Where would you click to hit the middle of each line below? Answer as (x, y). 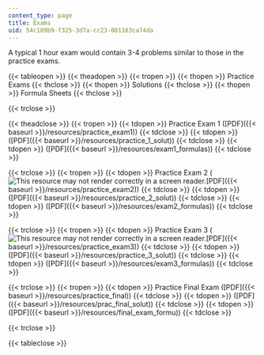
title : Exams (30, 23)
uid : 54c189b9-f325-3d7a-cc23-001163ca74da (81, 30)
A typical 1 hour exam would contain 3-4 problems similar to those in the (126, 53)
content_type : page (40, 15)
